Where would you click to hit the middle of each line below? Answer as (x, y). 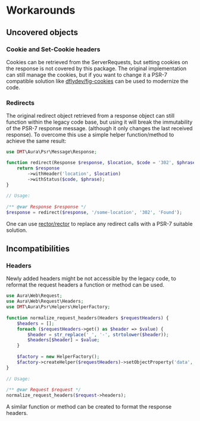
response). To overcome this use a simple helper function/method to (90, 135)
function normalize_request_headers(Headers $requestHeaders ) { (87, 318)
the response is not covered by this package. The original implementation (96, 68)
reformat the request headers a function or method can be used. (85, 285)
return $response (38, 168)
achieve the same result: (36, 141)
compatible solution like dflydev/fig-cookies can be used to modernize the (97, 81)
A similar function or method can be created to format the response (89, 407)
